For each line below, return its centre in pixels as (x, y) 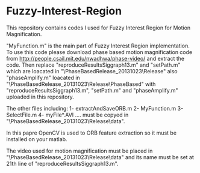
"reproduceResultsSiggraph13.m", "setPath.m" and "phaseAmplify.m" (92, 90)
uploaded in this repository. (40, 97)
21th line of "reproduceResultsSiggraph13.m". (62, 163)
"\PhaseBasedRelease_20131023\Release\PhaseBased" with (81, 84)
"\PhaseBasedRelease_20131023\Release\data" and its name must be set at (100, 157)
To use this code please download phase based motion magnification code (99, 52)
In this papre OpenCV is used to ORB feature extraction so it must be (91, 133)
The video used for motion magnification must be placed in (80, 151)
